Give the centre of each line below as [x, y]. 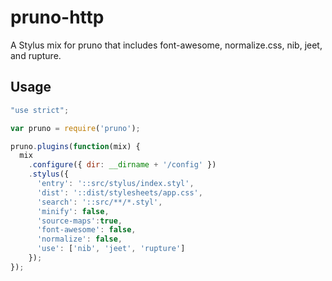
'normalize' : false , [79, 239]
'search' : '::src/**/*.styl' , [99, 202]
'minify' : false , [73, 211]
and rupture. [36, 55]
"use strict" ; [40, 110]
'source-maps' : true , [79, 221]
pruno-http [57, 17]
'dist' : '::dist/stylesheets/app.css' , [119, 192]
